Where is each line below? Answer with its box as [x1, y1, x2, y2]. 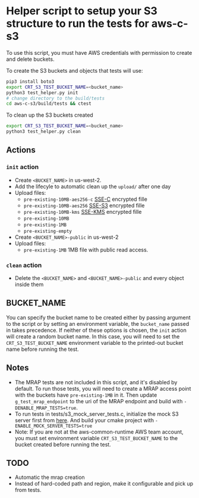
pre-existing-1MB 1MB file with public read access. [23, 246, 149, 253]
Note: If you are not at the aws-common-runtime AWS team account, [14, 428, 184, 435]
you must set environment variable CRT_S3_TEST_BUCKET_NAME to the [14, 434, 178, 441]
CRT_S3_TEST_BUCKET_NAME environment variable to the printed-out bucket [6, 339, 184, 346]
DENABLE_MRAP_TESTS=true [14, 405, 77, 411]
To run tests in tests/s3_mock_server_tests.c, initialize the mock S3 [14, 410, 179, 418]
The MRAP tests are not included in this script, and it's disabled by [14, 378, 178, 385]
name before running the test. [6, 346, 79, 353]
